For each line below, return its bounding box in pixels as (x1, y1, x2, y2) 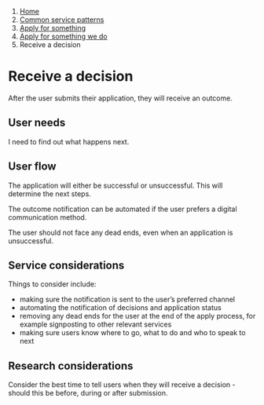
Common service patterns (19, 15, 104, 24)
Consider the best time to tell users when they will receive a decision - (8, 380, 236, 389)
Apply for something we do (19, 31, 108, 41)
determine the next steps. (8, 188, 92, 199)
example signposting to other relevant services (19, 319, 172, 329)
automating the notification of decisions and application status (19, 303, 222, 312)
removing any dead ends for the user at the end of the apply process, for (19, 312, 256, 321)
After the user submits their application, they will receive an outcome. (8, 93, 233, 103)
